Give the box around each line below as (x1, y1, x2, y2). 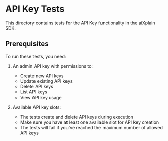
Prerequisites (5, 40, 49, 49)
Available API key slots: (12, 104, 61, 110)
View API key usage (20, 94, 62, 100)
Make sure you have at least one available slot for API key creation (20, 119, 159, 125)
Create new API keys (20, 73, 64, 79)
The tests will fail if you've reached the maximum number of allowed (20, 124, 163, 130)
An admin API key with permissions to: (12, 63, 93, 69)
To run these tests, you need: (5, 53, 66, 59)
